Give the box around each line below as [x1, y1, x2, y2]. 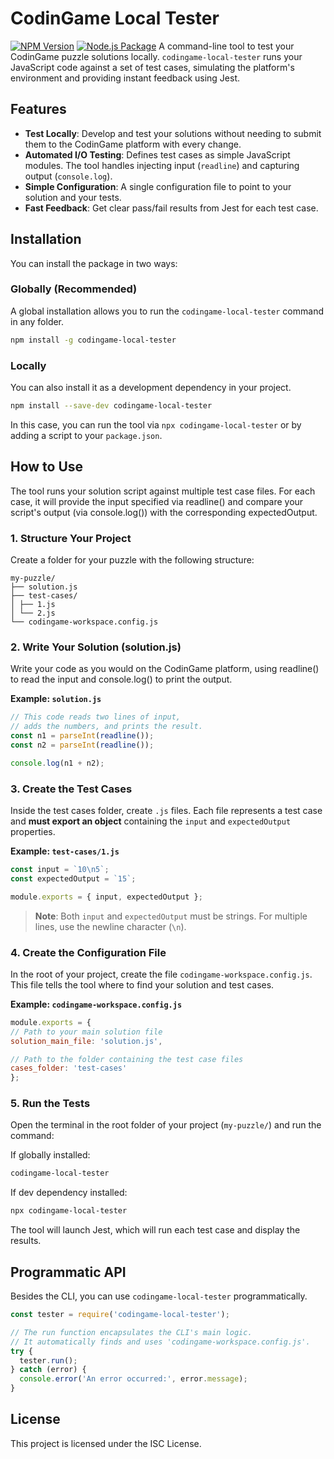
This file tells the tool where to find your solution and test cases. [10, 978, 275, 991]
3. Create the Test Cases [10, 782, 133, 796]
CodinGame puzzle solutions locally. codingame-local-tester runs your [10, 50, 303, 62]
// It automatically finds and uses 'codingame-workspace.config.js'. [10, 1337, 311, 1347]
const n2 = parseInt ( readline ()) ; [10, 740, 155, 750]
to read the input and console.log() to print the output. [10, 673, 233, 686]
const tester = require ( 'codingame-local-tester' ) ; [10, 1310, 230, 1320]
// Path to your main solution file [10, 1027, 163, 1037]
